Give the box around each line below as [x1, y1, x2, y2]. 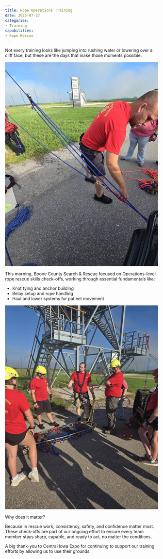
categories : [5, 18, 29, 23]
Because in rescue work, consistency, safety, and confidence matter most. [5, 524, 154, 529]
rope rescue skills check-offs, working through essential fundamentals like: [5, 276, 155, 281]
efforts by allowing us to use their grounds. [5, 548, 91, 554]
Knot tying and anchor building [12, 285, 74, 291]
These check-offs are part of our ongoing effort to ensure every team [5, 529, 144, 534]
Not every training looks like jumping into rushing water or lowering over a [5, 48, 153, 53]
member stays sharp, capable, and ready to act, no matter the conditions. [5, 534, 152, 540]
